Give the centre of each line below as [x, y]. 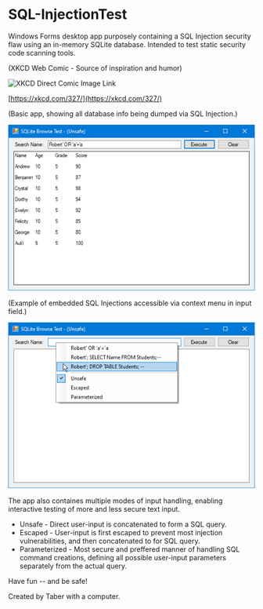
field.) [18, 311]
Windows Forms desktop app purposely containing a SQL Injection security [130, 36]
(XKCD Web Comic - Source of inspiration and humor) [95, 67]
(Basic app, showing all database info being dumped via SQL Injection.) [123, 113]
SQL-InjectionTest [68, 15]
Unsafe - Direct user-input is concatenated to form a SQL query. [123, 524]
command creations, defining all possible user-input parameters [123, 557]
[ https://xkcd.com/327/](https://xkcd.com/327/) [85, 98]
